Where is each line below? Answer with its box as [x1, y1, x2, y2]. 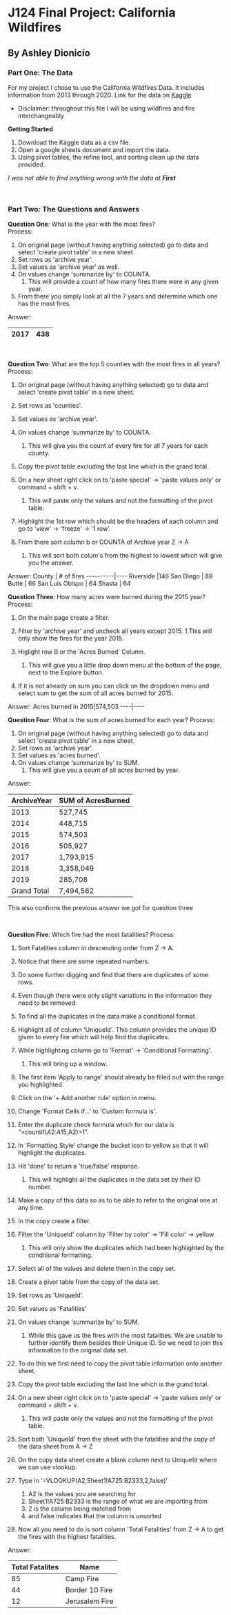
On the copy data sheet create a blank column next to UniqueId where [17, 1456, 218, 1464]
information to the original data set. [28, 1346, 128, 1354]
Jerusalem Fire [65, 1596, 114, 1606]
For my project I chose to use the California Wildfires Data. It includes [8, 83, 205, 91]
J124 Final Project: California [8, 5, 176, 21]
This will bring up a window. [28, 1059, 108, 1068]
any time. [17, 1204, 44, 1212]
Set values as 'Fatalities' [17, 1305, 87, 1313]
